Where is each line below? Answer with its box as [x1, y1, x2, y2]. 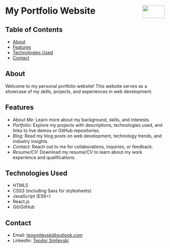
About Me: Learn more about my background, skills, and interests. [12, 117, 151, 123]
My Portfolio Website [5, 5, 96, 17]
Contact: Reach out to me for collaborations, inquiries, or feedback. [12, 144, 153, 150]
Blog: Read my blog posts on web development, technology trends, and [12, 132, 162, 139]
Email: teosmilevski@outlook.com [12, 232, 83, 238]
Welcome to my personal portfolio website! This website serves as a [5, 83, 148, 89]
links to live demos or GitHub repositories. [12, 127, 100, 133]
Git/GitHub [12, 204, 35, 210]
